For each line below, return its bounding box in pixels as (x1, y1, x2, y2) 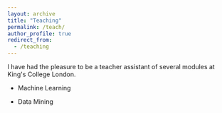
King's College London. (7, 70, 76, 78)
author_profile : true (7, 30, 72, 37)
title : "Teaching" (7, 17, 62, 24)
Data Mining (17, 97, 53, 106)
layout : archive (7, 10, 55, 18)
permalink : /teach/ (7, 23, 65, 30)
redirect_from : (7, 37, 53, 44)
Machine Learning (17, 84, 71, 92)
